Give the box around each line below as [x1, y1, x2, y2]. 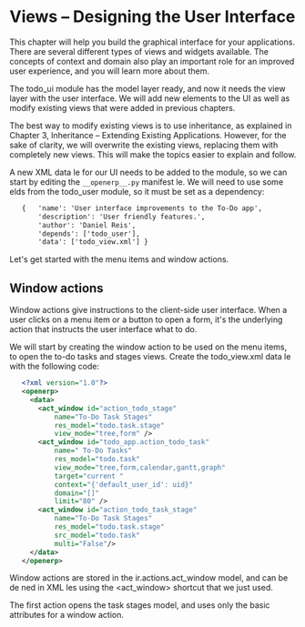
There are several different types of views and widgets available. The [9, 46, 269, 56]
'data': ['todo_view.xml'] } [37, 238, 148, 247]
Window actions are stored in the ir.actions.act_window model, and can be [9, 572, 289, 583]
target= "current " [54, 471, 125, 480]
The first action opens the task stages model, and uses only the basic [9, 600, 270, 611]
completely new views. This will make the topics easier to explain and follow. [9, 148, 297, 160]
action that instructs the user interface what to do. [9, 324, 198, 335]
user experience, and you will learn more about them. [9, 66, 210, 76]
